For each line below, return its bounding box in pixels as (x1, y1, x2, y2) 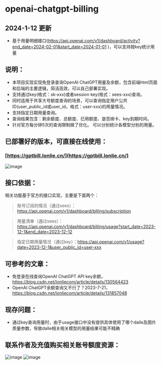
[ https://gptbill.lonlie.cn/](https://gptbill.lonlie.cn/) (5, 152, 129, 159)
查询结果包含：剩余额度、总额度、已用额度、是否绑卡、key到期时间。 (12, 116, 152, 122)
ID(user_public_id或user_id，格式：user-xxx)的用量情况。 (12, 104, 128, 109)
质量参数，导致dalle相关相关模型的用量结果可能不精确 (12, 325, 120, 331)
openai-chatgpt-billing (5, 3, 99, 15)
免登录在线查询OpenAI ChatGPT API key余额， (12, 274, 106, 279)
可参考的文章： (5, 260, 50, 268)
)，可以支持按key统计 (108, 44, 151, 50)
